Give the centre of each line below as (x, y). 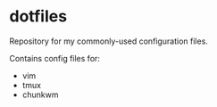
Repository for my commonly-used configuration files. (108, 41)
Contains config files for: (55, 58)
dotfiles (38, 16)
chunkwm (41, 95)
